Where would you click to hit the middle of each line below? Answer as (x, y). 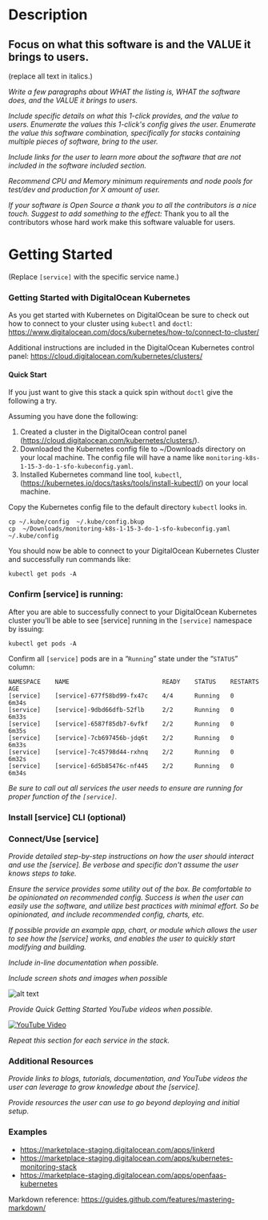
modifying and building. (47, 947)
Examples (28, 1132)
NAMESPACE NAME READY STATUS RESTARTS (134, 681)
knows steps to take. (43, 873)
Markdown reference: (44, 1199)
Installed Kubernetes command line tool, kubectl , (101, 474)
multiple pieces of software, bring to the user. (83, 141)
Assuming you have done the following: (73, 417)
